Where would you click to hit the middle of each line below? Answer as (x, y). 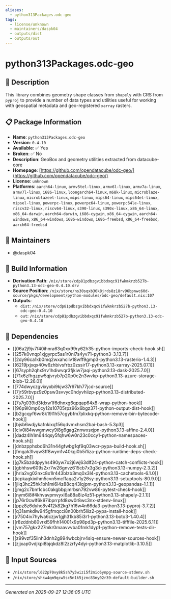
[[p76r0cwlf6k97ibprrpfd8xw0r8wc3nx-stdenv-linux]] (69, 501)
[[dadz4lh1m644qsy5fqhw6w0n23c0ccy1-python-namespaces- (80, 435)
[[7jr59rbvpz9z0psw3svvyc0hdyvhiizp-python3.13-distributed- (79, 392)
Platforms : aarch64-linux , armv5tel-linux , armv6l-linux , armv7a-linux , (87, 186)
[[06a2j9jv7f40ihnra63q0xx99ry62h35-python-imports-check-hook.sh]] (89, 349)
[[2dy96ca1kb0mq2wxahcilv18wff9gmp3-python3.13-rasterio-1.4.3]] (84, 359)
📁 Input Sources (31, 559)
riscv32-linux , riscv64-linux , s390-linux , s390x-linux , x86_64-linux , (86, 208)
